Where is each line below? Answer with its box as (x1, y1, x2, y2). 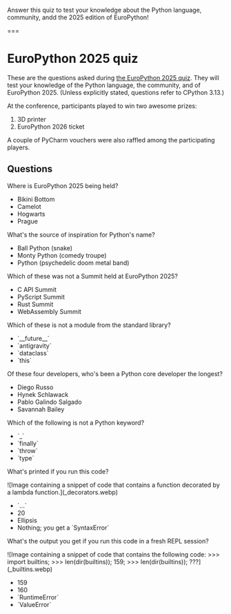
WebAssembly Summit (17, 307, 81, 315)
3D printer (17, 115, 47, 123)
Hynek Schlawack (17, 390, 69, 398)
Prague (17, 217, 38, 225)
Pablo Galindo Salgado (17, 398, 82, 406)
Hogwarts (17, 210, 46, 218)
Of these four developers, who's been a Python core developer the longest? (7, 369, 223, 378)
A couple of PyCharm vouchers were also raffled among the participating (7, 136, 215, 144)
